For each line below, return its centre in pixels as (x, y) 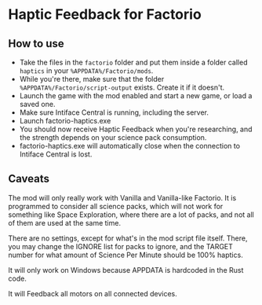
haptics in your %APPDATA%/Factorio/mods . (86, 71)
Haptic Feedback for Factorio (105, 15)
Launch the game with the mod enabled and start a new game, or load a (136, 96)
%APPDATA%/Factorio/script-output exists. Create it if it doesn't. (122, 87)
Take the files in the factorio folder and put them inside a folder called (133, 62)
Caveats (29, 179)
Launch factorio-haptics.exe (65, 121)
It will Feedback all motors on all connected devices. (93, 293)
